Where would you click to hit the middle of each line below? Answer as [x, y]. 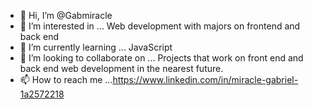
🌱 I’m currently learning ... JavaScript [96, 47]
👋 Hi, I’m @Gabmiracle [66, 15]
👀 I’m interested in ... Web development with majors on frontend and [160, 26]
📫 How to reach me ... [66, 79]
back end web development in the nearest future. [121, 68]
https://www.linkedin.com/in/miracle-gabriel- [205, 79]
